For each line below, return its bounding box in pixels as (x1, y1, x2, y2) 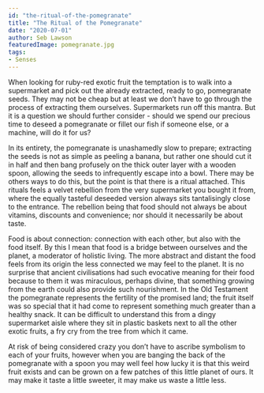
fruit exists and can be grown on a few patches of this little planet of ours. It (8, 367, 254, 376)
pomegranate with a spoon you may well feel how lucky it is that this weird (8, 358, 250, 368)
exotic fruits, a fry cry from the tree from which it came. (8, 326, 189, 336)
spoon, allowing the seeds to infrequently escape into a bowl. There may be (8, 168, 255, 178)
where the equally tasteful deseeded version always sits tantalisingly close (8, 193, 251, 202)
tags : (8, 48, 26, 56)
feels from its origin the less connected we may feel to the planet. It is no (8, 259, 244, 269)
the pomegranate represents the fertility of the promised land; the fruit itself (8, 293, 255, 302)
